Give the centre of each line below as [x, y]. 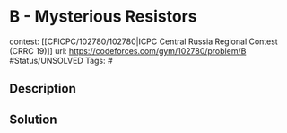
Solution [33, 119]
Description [43, 89]
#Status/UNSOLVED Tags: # [61, 60]
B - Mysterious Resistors [103, 17]
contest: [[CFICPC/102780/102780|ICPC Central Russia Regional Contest [143, 41]
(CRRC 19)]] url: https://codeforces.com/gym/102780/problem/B [128, 50]
